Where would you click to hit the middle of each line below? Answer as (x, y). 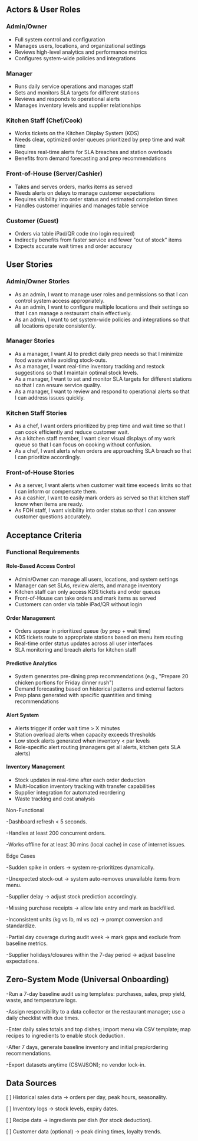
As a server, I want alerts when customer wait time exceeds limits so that (103, 485)
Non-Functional (25, 810)
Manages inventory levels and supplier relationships (78, 105)
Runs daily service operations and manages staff (74, 86)
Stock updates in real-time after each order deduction (80, 780)
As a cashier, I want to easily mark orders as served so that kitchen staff (102, 498)
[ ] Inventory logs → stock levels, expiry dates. (62, 1109)
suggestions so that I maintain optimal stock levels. (76, 372)
